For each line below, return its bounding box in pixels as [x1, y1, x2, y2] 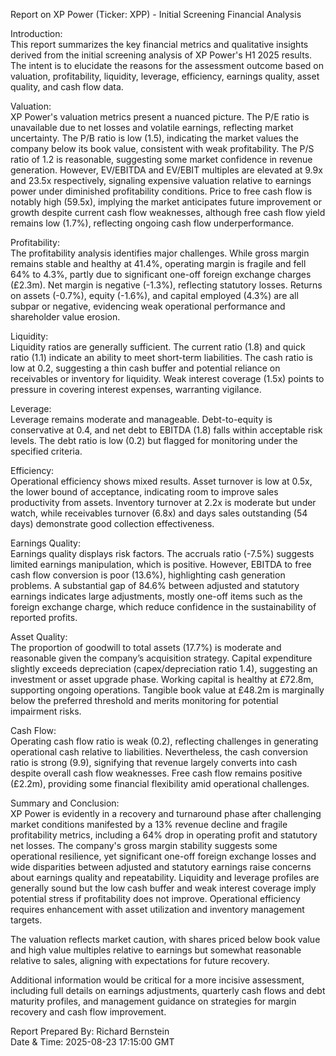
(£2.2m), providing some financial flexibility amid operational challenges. [10, 778, 310, 789]
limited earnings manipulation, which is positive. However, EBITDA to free [10, 559, 312, 570]
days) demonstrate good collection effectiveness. [10, 518, 215, 529]
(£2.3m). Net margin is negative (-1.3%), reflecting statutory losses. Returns [10, 279, 323, 291]
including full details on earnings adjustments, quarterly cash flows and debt [10, 985, 326, 996]
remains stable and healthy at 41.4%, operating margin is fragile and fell [10, 258, 307, 269]
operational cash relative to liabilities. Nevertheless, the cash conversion [10, 746, 308, 758]
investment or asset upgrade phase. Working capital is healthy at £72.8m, [10, 674, 314, 685]
